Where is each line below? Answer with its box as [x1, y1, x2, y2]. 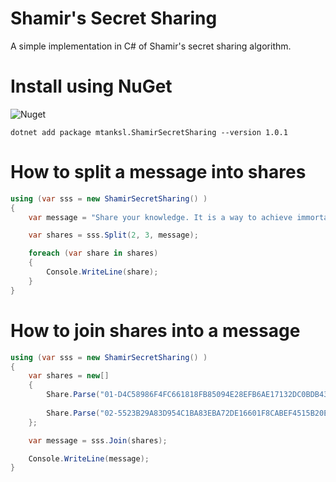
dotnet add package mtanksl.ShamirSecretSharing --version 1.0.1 [10, 127, 288, 137]
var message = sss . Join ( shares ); [28, 435, 168, 446]
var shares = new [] [28, 371, 110, 381]
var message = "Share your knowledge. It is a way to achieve [28, 212, 293, 222]
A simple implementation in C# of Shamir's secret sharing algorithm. [10, 40, 292, 52]
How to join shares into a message [10, 319, 301, 342]
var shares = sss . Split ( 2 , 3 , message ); [28, 230, 199, 241]
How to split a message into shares [10, 161, 307, 184]
